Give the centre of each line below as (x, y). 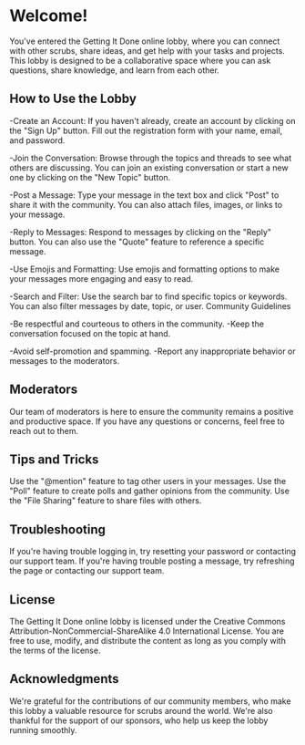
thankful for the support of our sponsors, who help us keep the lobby (139, 720)
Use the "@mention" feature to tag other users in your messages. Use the (148, 481)
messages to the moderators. (65, 360)
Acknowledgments (65, 679)
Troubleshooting (58, 529)
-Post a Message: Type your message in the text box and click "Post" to (144, 195)
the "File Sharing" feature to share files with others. (106, 501)
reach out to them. (44, 430)
